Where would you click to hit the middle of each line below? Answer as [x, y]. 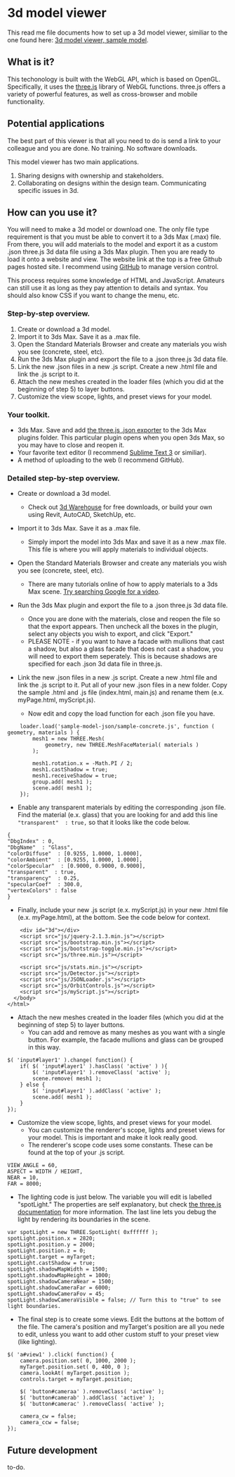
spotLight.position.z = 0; [47, 1251]
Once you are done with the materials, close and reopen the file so [124, 619]
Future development [53, 1450]
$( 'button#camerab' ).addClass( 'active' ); [88, 1398]
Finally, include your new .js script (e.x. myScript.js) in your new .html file [123, 910]
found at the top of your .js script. [76, 1152]
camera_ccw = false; [50, 1423]
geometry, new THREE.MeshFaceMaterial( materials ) [122, 745]
